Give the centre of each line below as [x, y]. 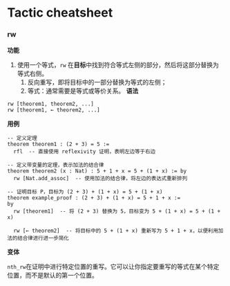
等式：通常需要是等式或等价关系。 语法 [83, 91]
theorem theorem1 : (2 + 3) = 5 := [58, 144]
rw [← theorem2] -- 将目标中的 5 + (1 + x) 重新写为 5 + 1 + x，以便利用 [116, 231]
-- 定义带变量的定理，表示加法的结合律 [56, 165]
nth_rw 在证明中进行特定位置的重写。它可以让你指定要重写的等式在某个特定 [113, 267]
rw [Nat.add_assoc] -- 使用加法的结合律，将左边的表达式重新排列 [100, 179]
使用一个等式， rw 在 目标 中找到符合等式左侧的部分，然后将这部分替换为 [118, 65]
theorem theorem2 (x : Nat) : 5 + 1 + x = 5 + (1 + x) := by [97, 171]
